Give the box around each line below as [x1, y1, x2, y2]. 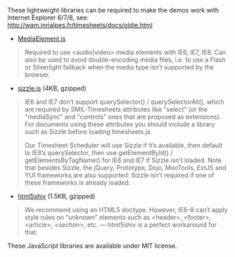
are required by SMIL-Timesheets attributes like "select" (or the [24, 105, 208, 113]
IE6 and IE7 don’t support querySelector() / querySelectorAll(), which [24, 98, 224, 106]
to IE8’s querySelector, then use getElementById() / [24, 149, 173, 157]
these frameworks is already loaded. [24, 178, 131, 187]
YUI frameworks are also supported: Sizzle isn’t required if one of [24, 171, 215, 179]
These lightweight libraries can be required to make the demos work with [7, 6, 220, 14]
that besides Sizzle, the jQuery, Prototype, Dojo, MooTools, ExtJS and [24, 164, 227, 171]
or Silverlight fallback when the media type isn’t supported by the [24, 63, 215, 71]
